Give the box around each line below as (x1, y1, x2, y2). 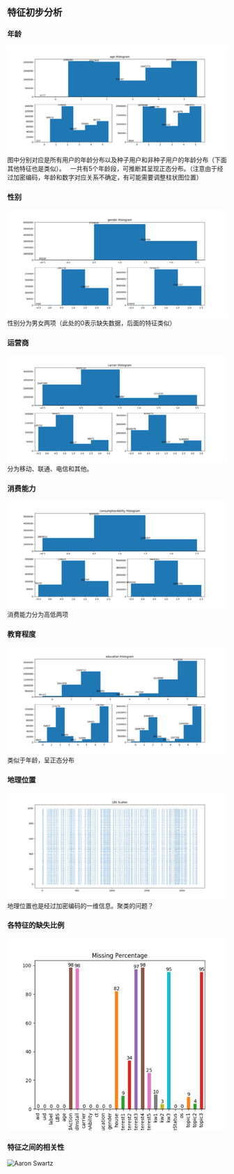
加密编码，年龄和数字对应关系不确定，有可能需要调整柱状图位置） (13, 173, 203, 181)
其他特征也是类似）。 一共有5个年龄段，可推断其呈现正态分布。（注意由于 (7, 165, 218, 173)
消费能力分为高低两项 (7, 610, 68, 618)
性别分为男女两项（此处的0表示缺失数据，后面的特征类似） (7, 319, 176, 327)
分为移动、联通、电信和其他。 (7, 464, 93, 473)
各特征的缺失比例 (7, 921, 65, 930)
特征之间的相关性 (7, 1143, 65, 1152)
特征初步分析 (7, 6, 63, 19)
